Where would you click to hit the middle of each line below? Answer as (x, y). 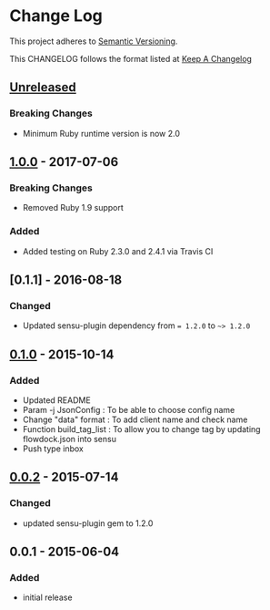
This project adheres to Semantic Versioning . (94, 41)
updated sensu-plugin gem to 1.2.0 (88, 523)
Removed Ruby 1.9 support (73, 208)
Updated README (56, 400)
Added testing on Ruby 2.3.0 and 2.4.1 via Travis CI (118, 251)
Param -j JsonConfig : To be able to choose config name (129, 409)
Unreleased (43, 88)
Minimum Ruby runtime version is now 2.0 (101, 133)
